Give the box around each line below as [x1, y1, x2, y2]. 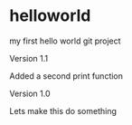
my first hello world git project [9, 35, 121, 46]
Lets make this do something [9, 105, 118, 116]
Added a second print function [9, 70, 124, 82]
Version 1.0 [9, 88, 51, 99]
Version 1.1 [9, 53, 48, 63]
